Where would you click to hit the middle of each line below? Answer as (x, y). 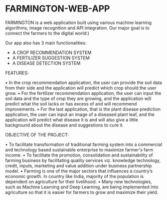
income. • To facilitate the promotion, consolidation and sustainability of (79, 155)
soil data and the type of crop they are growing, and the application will (78, 98)
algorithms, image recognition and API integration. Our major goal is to (77, 27)
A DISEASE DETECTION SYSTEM (46, 63)
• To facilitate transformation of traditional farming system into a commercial (84, 144)
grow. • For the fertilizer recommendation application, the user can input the (83, 93)
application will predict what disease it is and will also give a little (72, 119)
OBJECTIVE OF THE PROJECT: (37, 134)
